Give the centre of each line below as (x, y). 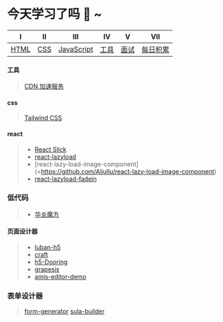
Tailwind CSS (43, 118)
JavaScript (75, 49)
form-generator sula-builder (64, 312)
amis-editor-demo (60, 277)
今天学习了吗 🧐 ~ (55, 14)
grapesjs (47, 269)
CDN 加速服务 (44, 87)
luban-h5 (47, 247)
